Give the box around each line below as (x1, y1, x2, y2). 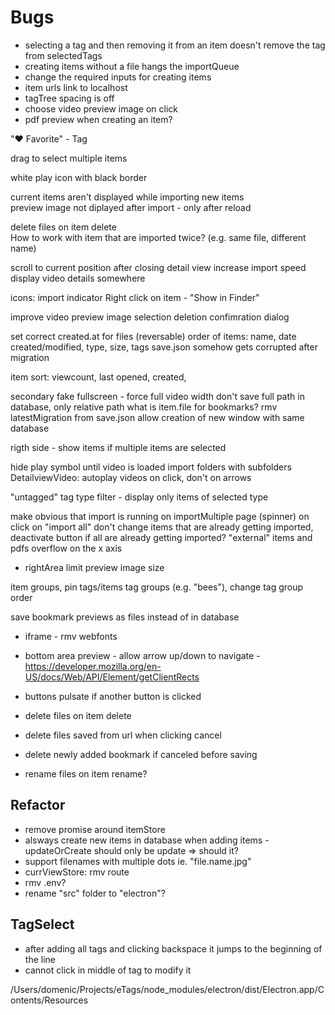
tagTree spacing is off (24, 92, 115, 104)
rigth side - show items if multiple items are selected (10, 441, 227, 453)
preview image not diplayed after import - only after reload (10, 201, 252, 213)
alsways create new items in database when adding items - (24, 834, 270, 846)
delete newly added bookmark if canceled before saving (24, 748, 258, 760)
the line (24, 953, 56, 965)
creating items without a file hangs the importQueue (24, 60, 240, 72)
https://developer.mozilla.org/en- (24, 660, 162, 672)
